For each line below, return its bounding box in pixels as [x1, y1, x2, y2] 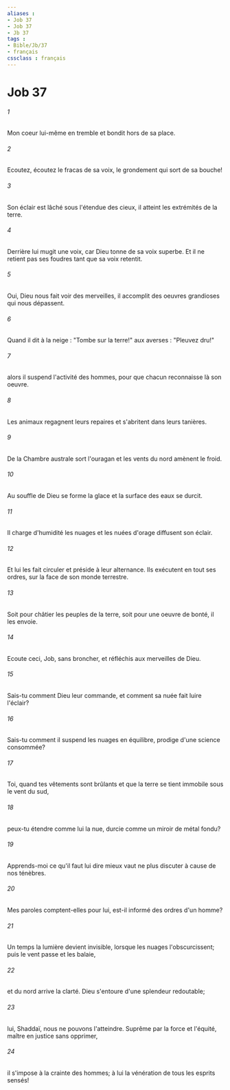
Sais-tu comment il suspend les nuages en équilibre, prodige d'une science [7, 736, 221, 744]
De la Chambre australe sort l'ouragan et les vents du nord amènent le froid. [7, 455, 222, 463]
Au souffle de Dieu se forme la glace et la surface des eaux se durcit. [7, 491, 203, 499]
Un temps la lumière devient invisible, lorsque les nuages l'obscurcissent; [7, 943, 215, 951]
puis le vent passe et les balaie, [7, 950, 96, 959]
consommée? [7, 743, 46, 752]
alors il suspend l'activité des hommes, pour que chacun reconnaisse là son [7, 373, 222, 382]
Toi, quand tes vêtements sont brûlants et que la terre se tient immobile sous [7, 780, 224, 788]
